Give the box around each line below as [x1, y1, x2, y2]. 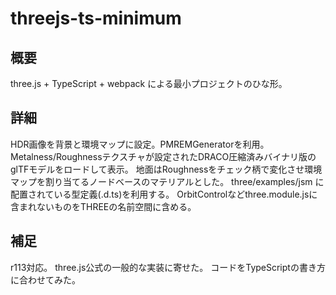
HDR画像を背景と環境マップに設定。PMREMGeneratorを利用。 [10, 138, 270, 150]
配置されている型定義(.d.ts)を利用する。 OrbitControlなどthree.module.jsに [10, 188, 318, 200]
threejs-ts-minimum [10, 7, 182, 30]
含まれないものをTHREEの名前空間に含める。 [10, 200, 197, 212]
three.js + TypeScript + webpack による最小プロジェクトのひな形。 [10, 78, 288, 89]
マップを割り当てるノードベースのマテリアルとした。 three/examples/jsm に [10, 175, 325, 187]
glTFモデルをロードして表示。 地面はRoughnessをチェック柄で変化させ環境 [10, 163, 323, 175]
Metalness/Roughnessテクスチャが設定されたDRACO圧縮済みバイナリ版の [10, 150, 317, 162]
